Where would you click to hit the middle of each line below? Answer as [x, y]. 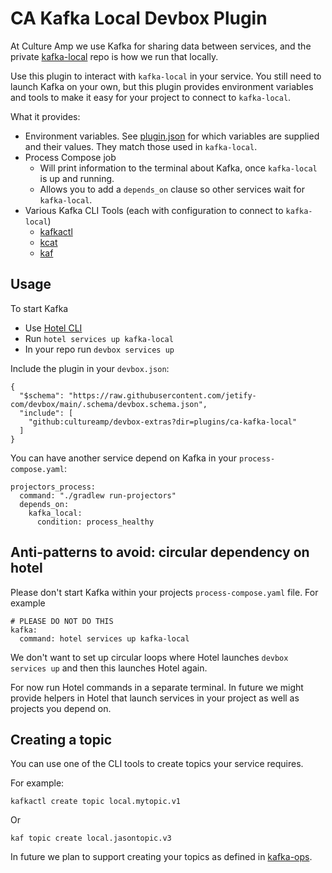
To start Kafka [39, 308]
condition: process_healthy [95, 522]
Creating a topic [61, 739]
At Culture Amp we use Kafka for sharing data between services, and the [161, 46]
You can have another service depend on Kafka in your [123, 458]
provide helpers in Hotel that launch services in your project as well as [155, 698]
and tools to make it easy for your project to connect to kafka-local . [151, 97]
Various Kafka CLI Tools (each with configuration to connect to [154, 210]
